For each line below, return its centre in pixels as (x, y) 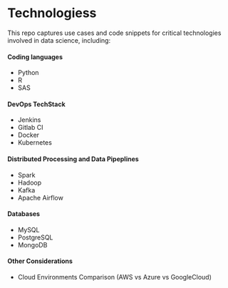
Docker (28, 135)
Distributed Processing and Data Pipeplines (73, 159)
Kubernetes (35, 143)
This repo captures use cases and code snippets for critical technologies (114, 33)
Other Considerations (40, 261)
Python (28, 73)
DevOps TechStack (36, 104)
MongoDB (32, 245)
